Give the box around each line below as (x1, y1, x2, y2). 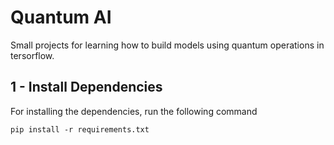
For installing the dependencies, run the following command (10, 105, 258, 117)
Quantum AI (10, 6, 112, 29)
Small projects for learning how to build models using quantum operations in (10, 39, 325, 51)
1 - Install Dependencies (10, 79, 163, 96)
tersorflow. (10, 49, 55, 61)
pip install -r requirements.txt (10, 124, 150, 135)
